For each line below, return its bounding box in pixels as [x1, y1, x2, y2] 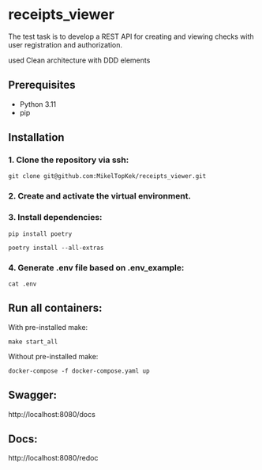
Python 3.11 [19, 99, 57, 108]
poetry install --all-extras [8, 244, 104, 252]
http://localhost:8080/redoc [8, 453, 99, 463]
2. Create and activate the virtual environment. [8, 191, 192, 202]
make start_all [8, 338, 58, 346]
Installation [8, 131, 65, 144]
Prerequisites [8, 78, 76, 92]
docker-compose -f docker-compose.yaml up [8, 366, 150, 375]
